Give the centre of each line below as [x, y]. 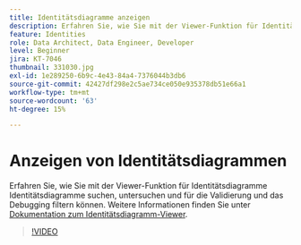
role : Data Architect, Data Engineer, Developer [102, 42]
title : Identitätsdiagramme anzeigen [80, 17]
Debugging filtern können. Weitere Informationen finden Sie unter [130, 205]
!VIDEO [44, 232]
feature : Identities [48, 34]
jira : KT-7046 [36, 59]
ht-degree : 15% [38, 109]
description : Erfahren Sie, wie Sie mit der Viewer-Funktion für [133, 26]
